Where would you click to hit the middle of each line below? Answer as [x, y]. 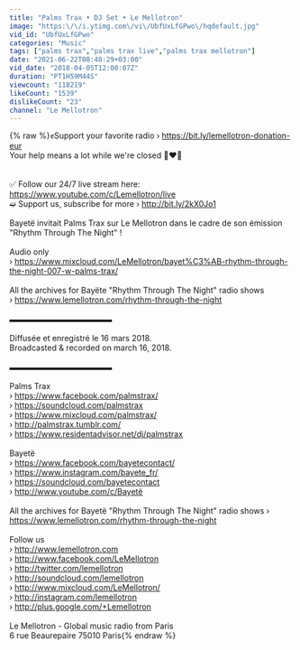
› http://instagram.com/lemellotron [73, 598]
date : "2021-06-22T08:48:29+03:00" [76, 60]
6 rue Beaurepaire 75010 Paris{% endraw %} [93, 636]
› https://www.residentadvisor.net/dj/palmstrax [96, 434]
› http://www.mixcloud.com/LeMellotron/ [85, 588]
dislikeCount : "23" [46, 102]
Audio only [29, 252]
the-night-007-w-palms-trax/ [64, 271]
